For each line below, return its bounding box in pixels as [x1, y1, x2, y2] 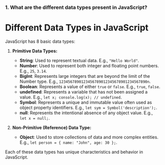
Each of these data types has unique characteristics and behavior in [5, 149, 143, 155]
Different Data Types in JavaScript [5, 22, 149, 33]
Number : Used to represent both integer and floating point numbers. [19, 63, 159, 68]
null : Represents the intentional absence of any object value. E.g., [19, 110, 153, 116]
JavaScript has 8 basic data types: [5, 38, 75, 44]
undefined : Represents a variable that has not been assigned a [19, 89, 148, 95]
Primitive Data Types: [12, 48, 58, 54]
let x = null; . [19, 115, 50, 121]
